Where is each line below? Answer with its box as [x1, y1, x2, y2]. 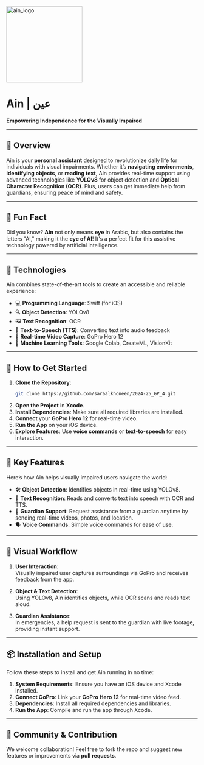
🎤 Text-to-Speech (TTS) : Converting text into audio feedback [15, 326, 170, 334]
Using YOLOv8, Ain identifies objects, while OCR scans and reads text [15, 594, 191, 601]
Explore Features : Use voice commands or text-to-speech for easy [15, 428, 187, 435]
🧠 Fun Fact [6, 213, 47, 223]
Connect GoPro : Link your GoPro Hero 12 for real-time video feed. [15, 693, 182, 700]
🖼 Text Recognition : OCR [15, 318, 81, 325]
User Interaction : [15, 563, 59, 570]
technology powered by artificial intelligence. [6, 241, 119, 249]
